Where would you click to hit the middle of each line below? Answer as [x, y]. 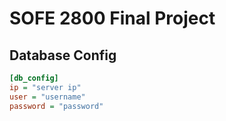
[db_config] [34, 78]
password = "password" [56, 106]
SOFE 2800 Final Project [112, 18]
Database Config [63, 55]
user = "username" [47, 97]
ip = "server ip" [45, 87]
